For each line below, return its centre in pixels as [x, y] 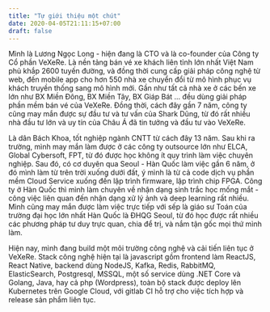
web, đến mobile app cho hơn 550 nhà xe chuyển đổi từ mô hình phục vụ [130, 80]
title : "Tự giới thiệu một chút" [65, 16]
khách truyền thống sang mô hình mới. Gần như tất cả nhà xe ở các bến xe [133, 88]
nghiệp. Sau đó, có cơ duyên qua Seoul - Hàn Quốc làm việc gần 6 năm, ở [132, 164]
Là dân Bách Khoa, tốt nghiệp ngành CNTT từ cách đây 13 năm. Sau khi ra [132, 138]
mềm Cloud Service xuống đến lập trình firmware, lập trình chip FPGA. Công [135, 181]
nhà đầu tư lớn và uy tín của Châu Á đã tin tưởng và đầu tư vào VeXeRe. [127, 123]
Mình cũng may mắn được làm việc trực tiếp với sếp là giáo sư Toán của [128, 207]
